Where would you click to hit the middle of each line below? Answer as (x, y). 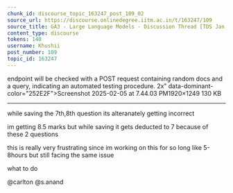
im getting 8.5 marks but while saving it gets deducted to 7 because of (108, 126)
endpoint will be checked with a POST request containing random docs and (115, 78)
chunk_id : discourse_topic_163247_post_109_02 (76, 14)
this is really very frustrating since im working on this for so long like (105, 147)
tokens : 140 (24, 40)
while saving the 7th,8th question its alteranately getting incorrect (101, 113)
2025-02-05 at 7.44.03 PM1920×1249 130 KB (156, 93)
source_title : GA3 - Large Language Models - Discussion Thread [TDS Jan (116, 26)
